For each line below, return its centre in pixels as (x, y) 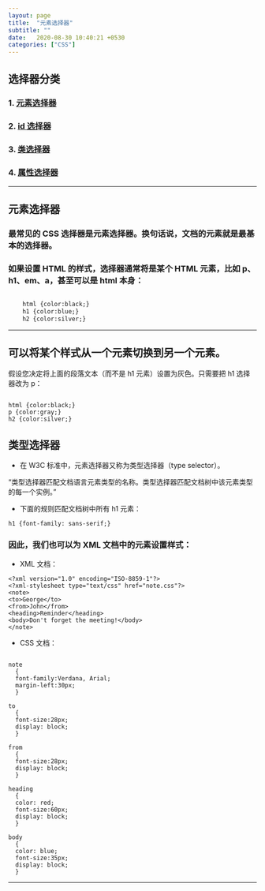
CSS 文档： (38, 642)
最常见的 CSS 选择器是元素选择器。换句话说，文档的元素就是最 (127, 234)
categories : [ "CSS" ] (42, 45)
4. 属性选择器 (34, 173)
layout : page (30, 15)
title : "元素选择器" (41, 23)
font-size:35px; (42, 858)
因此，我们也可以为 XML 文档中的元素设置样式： (100, 545)
